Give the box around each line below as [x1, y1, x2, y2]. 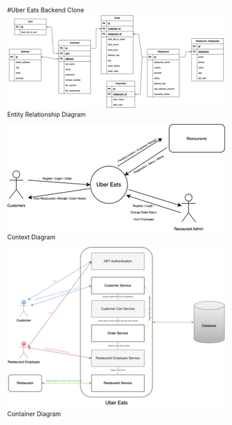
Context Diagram [7, 232, 55, 241]
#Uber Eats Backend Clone [7, 6, 84, 14]
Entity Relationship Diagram [7, 110, 87, 119]
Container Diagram [7, 409, 61, 418]
